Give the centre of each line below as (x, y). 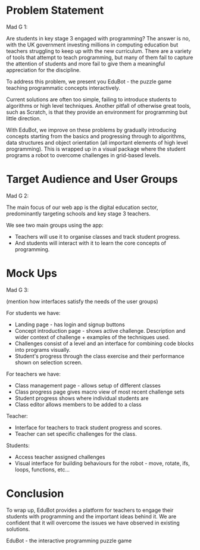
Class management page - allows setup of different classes (87, 385)
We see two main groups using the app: (55, 225)
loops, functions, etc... (42, 469)
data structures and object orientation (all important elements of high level (97, 142)
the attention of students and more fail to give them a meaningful (86, 64)
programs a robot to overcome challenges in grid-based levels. (83, 155)
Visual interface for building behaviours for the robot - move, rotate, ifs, (102, 463)
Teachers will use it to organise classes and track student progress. (97, 236)
